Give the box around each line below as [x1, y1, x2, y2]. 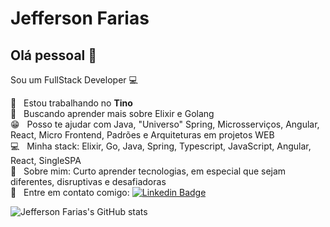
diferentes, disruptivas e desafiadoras [10, 176, 167, 187]
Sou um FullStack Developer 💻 [10, 74, 138, 86]
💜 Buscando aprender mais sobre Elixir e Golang [10, 108, 215, 119]
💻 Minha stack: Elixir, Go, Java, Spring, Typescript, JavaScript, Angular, [10, 140, 312, 152]
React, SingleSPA [10, 155, 82, 166]
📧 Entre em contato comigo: [10, 187, 130, 198]
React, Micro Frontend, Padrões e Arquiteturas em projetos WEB [10, 129, 275, 141]
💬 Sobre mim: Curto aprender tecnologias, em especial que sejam [10, 165, 287, 177]
